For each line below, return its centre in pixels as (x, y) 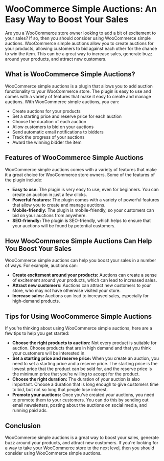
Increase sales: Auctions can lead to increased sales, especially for (81, 296)
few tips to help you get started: (37, 333)
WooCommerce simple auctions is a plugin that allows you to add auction (79, 86)
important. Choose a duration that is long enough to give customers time (85, 384)
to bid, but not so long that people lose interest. (60, 390)
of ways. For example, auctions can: (42, 265)
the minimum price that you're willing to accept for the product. (76, 374)
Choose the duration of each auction (49, 121)
